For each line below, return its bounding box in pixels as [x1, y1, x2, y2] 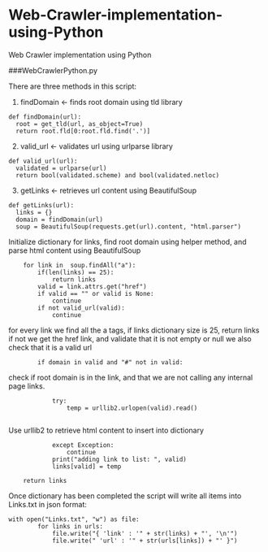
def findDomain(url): [8, 112, 82, 121]
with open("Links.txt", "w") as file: [8, 515, 140, 524]
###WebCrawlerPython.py [8, 65, 98, 75]
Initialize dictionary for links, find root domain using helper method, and [8, 237, 247, 246]
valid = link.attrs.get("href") [37, 282, 148, 290]
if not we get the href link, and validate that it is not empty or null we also [8, 333, 252, 343]
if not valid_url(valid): [37, 303, 126, 312]
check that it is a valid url [8, 342, 92, 352]
